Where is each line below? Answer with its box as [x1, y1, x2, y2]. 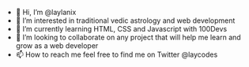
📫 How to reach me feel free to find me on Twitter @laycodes [15, 50, 218, 59]
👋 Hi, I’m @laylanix [15, 8, 77, 17]
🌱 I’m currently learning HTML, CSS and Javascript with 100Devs [15, 24, 228, 33]
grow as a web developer [15, 41, 99, 50]
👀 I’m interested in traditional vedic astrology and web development [15, 16, 236, 25]
